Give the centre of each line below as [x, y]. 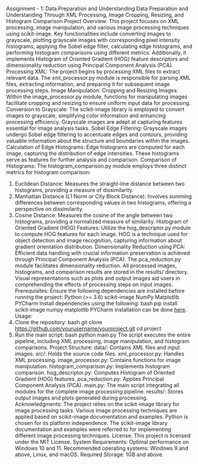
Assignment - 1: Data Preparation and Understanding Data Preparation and [97, 9]
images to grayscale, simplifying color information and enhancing [86, 116]
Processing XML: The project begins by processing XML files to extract [93, 71]
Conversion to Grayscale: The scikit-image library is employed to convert [95, 109]
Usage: [23, 316]
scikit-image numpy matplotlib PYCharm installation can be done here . [101, 310]
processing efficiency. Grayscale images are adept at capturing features [94, 122]
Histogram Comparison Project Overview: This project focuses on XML [93, 21]
